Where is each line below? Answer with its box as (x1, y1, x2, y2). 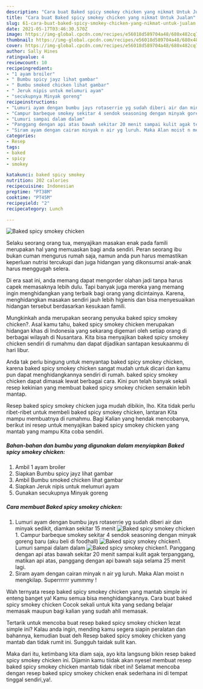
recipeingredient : (6, 65, 53, 72)
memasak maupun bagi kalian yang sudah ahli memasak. (6, 607, 148, 615)
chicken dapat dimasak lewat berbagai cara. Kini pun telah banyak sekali (6, 378, 187, 385)
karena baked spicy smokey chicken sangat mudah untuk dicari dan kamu (6, 365, 190, 372)
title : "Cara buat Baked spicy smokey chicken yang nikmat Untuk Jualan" (6, 15, 196, 21)
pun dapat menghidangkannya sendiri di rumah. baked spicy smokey (6, 371, 178, 379)
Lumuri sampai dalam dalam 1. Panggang (14, 544, 195, 551)
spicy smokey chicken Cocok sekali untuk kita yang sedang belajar (6, 601, 173, 608)
